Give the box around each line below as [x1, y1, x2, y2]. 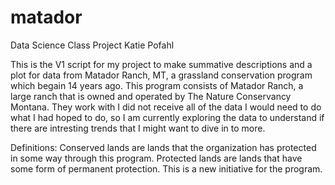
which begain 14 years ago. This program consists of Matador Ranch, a [10, 79, 304, 91]
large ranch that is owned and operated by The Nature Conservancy [10, 90, 292, 102]
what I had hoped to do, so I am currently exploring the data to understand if [10, 111, 325, 123]
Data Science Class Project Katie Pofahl [10, 39, 175, 51]
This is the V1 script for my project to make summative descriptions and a [10, 58, 313, 70]
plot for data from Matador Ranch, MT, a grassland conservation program [10, 69, 313, 81]
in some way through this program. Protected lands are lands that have [10, 152, 303, 164]
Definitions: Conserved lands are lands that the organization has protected [10, 141, 317, 153]
